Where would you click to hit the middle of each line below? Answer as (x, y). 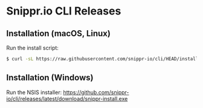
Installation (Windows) (50, 78)
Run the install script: (33, 48)
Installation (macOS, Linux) (58, 33)
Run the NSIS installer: (34, 92)
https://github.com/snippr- (96, 92)
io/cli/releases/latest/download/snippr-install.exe (67, 98)
